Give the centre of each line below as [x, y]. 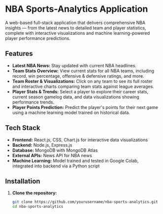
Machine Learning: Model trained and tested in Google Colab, [75, 160]
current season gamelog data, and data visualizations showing [76, 97]
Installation [23, 181]
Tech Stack [23, 128]
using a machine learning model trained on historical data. [71, 112]
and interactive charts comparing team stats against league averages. [83, 86]
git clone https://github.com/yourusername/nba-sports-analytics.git [85, 202]
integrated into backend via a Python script [56, 166]
